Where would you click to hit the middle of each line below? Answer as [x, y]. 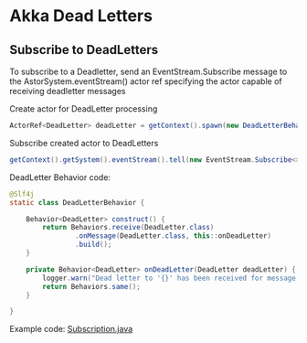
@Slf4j [22, 194]
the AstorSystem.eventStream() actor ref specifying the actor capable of [146, 81]
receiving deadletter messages [68, 91]
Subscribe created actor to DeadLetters [84, 143]
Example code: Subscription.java [71, 329]
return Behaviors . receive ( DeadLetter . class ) [128, 228]
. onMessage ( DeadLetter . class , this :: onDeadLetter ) [173, 236]
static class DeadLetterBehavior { [77, 202]
